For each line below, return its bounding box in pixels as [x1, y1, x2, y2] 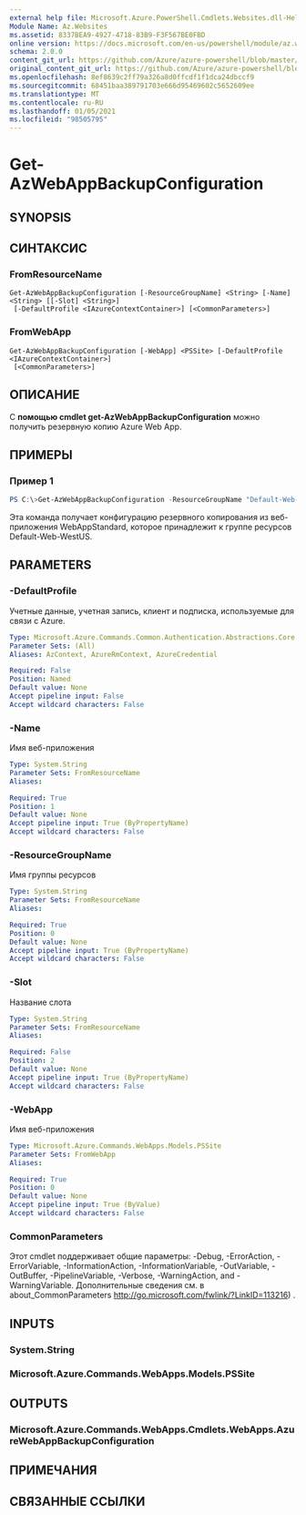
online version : [9, 38, 71, 48]
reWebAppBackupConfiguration [9, 1434, 155, 1447]
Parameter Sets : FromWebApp [9, 1150, 117, 1159]
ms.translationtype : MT [9, 89, 100, 98]
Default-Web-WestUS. [9, 531, 93, 542]
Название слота [9, 997, 72, 1008]
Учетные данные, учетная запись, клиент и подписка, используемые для [9, 605, 294, 616]
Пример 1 [9, 475, 54, 487]
